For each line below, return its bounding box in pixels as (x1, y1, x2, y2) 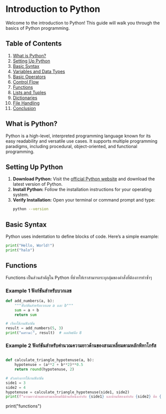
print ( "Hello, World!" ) (5, 243, 55, 248)
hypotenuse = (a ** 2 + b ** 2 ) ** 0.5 (14, 362, 83, 367)
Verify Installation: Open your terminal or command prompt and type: (12, 197, 155, 203)
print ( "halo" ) (5, 248, 35, 253)
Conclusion (12, 105, 36, 111)
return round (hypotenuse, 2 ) (14, 367, 75, 372)
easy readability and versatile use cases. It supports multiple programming (5, 138, 158, 144)
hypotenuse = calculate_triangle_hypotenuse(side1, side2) (5, 390, 130, 395)
